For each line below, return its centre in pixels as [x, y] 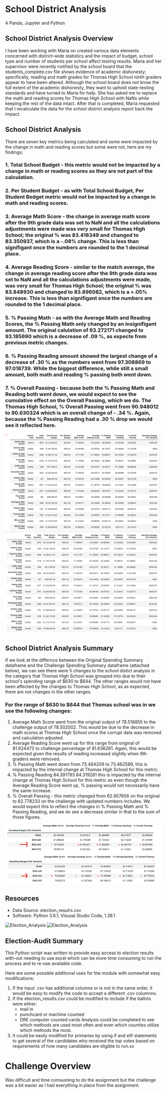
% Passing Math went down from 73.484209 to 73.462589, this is [80, 764]
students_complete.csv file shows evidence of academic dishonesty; [76, 72]
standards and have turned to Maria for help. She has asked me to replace [81, 92]
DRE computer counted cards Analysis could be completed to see [87, 1019]
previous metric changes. [37, 343]
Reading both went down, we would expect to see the [71, 394]
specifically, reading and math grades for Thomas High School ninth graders [83, 77]
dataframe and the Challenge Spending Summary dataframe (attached [77, 665]
